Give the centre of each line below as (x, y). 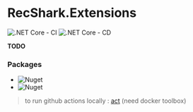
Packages (25, 64)
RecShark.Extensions (72, 13)
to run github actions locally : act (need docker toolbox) (105, 101)
